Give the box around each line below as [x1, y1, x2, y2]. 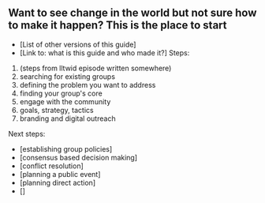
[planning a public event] [19, 169, 101, 179]
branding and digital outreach [19, 114, 116, 123]
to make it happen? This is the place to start [8, 19, 227, 32]
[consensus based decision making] [19, 152, 138, 162]
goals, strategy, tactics [19, 105, 94, 115]
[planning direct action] [19, 178, 96, 187]
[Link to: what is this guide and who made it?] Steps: [19, 47, 190, 58]
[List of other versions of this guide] [19, 39, 136, 49]
